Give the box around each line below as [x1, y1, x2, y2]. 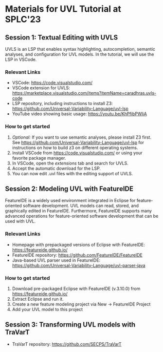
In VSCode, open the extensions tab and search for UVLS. [12, 160, 129, 166]
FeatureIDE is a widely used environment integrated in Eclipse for [5, 198, 136, 204]
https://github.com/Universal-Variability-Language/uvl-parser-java [12, 262, 145, 268]
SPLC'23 [5, 14, 41, 25]
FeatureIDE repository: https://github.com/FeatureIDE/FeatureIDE [12, 252, 143, 258]
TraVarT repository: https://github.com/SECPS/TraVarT [12, 341, 122, 347]
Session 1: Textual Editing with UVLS [5, 33, 118, 41]
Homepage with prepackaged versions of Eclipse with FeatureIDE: [12, 242, 145, 248]
